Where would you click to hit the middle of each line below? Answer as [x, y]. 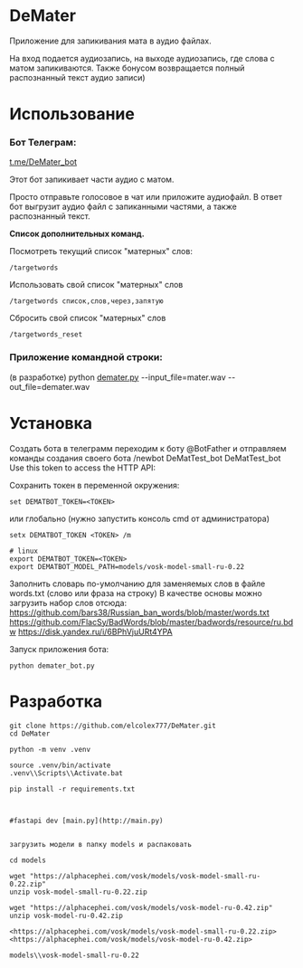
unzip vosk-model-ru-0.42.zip [66, 916]
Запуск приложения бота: [59, 649]
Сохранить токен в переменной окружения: [95, 485]
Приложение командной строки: [86, 357]
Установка [51, 423]
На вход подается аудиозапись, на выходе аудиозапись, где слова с [142, 58]
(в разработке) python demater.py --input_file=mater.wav [118, 377]
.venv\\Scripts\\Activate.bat [66, 773]
